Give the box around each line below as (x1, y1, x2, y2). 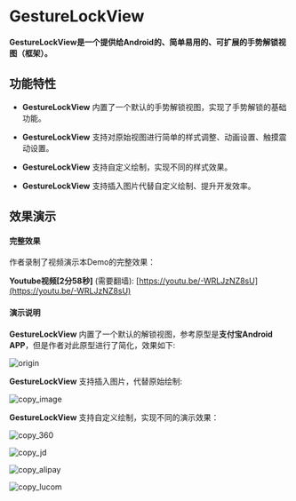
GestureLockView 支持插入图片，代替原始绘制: (9, 376, 183, 386)
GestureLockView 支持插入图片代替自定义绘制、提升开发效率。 (21, 180, 256, 191)
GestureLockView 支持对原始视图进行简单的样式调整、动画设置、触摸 (21, 131, 280, 142)
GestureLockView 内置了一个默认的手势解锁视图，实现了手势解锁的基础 (21, 101, 287, 112)
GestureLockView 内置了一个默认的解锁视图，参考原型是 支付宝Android (9, 329, 273, 339)
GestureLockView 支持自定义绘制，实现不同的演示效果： (9, 411, 220, 423)
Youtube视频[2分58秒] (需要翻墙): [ (9, 275, 140, 286)
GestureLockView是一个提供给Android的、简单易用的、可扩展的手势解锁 (9, 36, 278, 47)
